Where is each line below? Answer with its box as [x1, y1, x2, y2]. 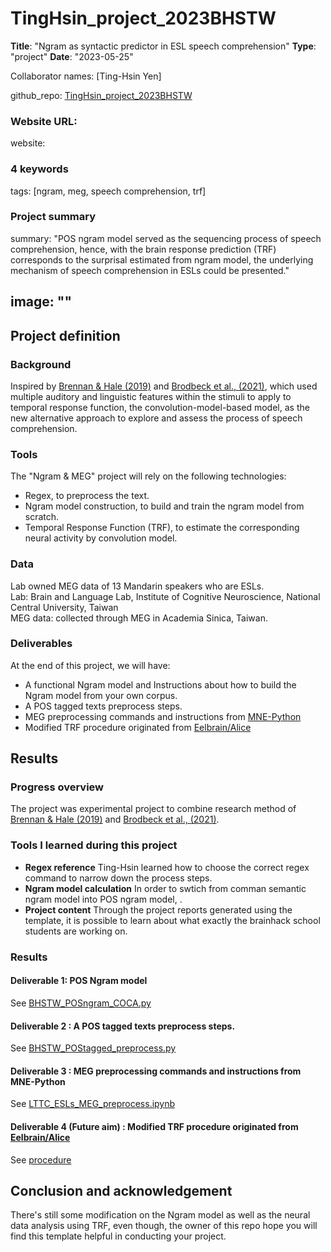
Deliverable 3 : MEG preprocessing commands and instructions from [10, 1065, 302, 1077]
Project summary [10, 210, 97, 224]
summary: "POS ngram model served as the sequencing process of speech [10, 232, 322, 244]
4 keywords [10, 162, 69, 176]
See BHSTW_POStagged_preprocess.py [10, 1042, 177, 1054]
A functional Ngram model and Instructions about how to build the [24, 678, 297, 691]
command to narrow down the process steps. [24, 872, 213, 884]
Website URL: [10, 114, 78, 128]
